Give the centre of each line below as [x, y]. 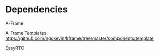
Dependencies [36, 9]
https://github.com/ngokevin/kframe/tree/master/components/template [79, 38]
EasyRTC [15, 48]
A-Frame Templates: [27, 33]
